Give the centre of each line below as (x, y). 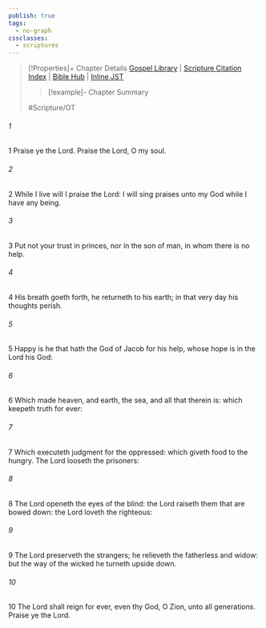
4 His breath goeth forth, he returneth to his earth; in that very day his (123, 297)
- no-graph (34, 30)
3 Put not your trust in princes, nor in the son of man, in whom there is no (129, 246)
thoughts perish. (35, 306)
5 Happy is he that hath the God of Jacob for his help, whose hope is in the (132, 349)
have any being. (35, 202)
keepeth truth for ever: (45, 409)
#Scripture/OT (52, 108)
